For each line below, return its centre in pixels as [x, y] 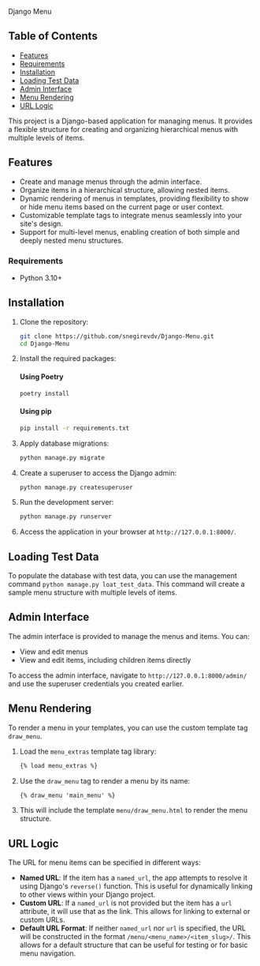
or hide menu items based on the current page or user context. [122, 207]
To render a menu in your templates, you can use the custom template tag [128, 727]
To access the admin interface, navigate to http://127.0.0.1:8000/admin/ [128, 675]
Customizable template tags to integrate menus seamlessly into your [131, 215]
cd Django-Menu [45, 344]
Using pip [35, 412]
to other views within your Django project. [87, 895]
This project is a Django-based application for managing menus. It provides [130, 121]
